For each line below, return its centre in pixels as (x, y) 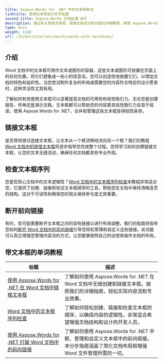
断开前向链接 (24, 211)
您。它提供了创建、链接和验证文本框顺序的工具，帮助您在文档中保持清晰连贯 (81, 188)
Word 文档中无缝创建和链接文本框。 (106, 284)
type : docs (16, 28)
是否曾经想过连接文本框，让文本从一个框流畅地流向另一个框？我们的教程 (77, 140)
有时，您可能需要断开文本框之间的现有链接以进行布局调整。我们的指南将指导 (81, 224)
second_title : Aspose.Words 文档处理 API (46, 18)
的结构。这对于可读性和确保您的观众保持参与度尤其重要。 (62, 194)
